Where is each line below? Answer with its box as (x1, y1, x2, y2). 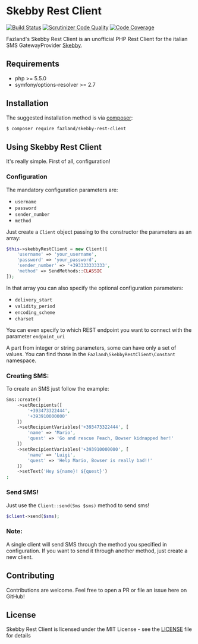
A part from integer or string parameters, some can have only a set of (6, 344, 177, 351)
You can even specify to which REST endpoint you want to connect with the (6, 326, 192, 334)
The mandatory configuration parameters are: (6, 186, 118, 193)
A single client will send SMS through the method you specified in (6, 541, 168, 548)
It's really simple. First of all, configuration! (6, 158, 111, 165)
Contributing (6, 571, 55, 581)
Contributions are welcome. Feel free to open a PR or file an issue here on (6, 586, 187, 593)
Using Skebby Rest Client (6, 142, 102, 152)
